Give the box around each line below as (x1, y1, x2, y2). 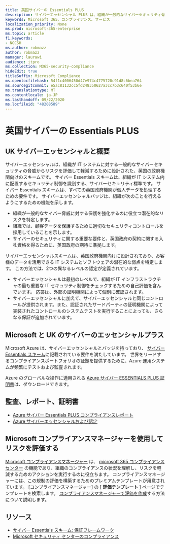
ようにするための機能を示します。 (5, 199, 76, 206)
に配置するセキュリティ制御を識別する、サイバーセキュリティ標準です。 (5, 181, 156, 187)
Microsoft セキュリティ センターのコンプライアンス (12, 533, 119, 539)
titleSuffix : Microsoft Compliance (5, 74, 81, 79)
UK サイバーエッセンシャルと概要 (5, 147, 110, 155)
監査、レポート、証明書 (5, 397, 79, 406)
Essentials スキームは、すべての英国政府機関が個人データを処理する (19, 187, 161, 193)
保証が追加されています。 (21, 314, 75, 320)
